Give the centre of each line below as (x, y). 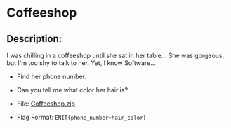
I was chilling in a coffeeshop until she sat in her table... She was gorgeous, (115, 55)
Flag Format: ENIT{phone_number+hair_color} (81, 117)
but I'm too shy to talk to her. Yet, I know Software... (81, 63)
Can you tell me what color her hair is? (72, 90)
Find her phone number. (52, 76)
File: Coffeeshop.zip (46, 104)
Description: (34, 39)
